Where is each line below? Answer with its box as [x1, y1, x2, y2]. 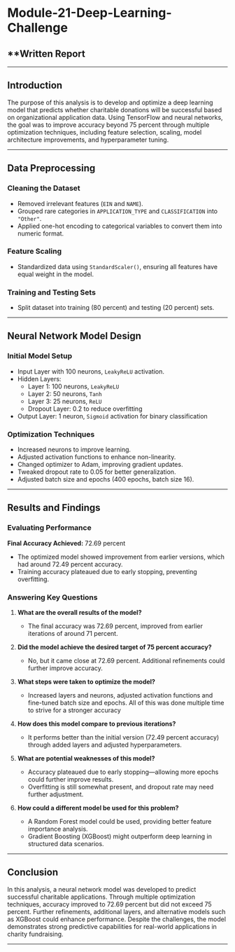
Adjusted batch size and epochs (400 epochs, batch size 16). [17, 475, 194, 484]
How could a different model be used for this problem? [17, 804, 180, 812]
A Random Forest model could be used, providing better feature [27, 817, 212, 826]
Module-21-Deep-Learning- [7, 5, 173, 21]
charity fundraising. [7, 930, 64, 938]
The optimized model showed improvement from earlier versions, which [17, 552, 225, 561]
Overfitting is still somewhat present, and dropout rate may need [27, 783, 214, 791]
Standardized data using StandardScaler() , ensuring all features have [17, 262, 218, 271]
